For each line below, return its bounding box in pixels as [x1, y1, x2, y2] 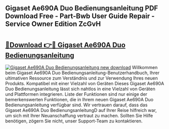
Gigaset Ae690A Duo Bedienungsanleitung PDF [5, 4, 158, 13]
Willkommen [132, 64, 158, 70]
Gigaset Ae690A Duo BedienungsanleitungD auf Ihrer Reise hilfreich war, [5, 107, 157, 113]
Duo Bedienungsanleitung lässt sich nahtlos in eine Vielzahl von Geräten [5, 86, 155, 92]
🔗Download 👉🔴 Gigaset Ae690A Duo [5, 40, 126, 49]
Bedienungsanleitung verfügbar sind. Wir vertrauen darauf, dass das [5, 102, 148, 108]
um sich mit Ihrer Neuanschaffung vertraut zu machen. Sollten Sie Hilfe [5, 113, 153, 118]
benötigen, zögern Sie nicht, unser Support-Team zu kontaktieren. [5, 118, 143, 124]
